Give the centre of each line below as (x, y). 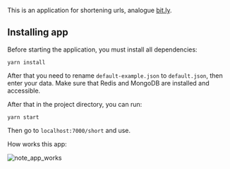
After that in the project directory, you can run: (75, 104)
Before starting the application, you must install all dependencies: (102, 49)
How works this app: (37, 144)
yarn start (23, 117)
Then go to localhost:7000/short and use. (69, 130)
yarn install (26, 62)
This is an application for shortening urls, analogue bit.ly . (90, 10)
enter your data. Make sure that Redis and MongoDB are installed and (108, 83)
